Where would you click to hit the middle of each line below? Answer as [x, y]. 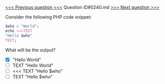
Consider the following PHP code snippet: [49, 17]
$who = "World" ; [22, 26]
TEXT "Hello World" [33, 65]
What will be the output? [30, 50]
